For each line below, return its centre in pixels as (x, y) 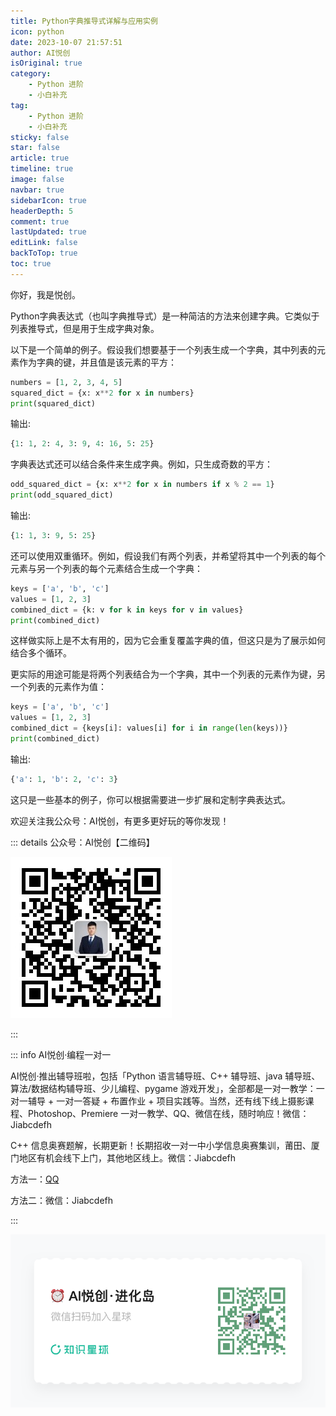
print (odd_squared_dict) (62, 495)
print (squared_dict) (53, 403)
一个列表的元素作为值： (58, 687)
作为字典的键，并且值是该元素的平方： (97, 362)
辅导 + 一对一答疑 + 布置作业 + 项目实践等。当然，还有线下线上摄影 (166, 1101)
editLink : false (44, 243)
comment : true (40, 221)
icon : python (37, 31)
